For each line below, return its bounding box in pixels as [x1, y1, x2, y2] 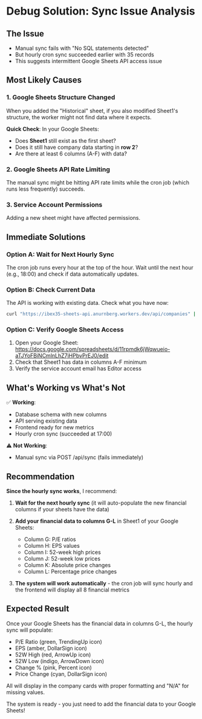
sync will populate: [6, 626, 53, 633]
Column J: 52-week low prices [24, 555, 101, 562]
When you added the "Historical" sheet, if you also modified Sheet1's [6, 107, 178, 114]
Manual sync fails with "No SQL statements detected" [15, 44, 149, 52]
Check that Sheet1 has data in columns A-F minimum [15, 358, 147, 366]
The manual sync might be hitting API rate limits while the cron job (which [6, 179, 189, 186]
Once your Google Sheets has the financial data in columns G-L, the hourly [6, 619, 194, 627]
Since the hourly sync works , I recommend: [6, 488, 117, 495]
